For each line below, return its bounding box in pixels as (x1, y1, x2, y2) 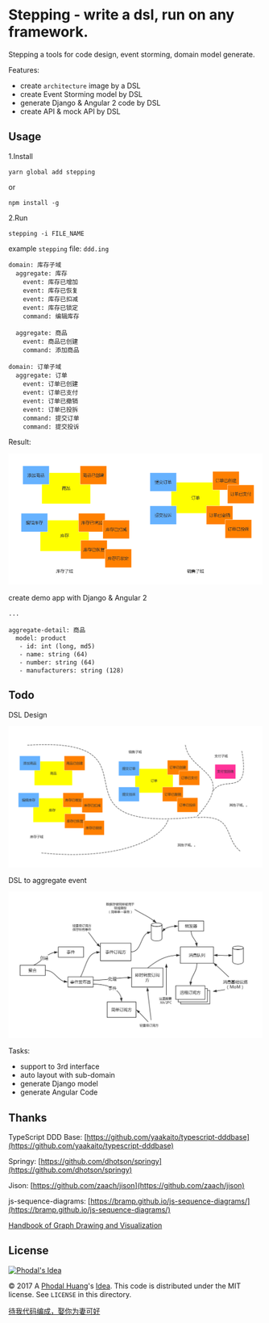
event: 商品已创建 (23, 337, 79, 345)
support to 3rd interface (19, 1061, 100, 1071)
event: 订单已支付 (23, 388, 79, 396)
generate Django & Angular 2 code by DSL (19, 98, 161, 107)
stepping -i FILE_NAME (8, 229, 85, 237)
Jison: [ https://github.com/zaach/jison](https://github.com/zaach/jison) (8, 1181, 245, 1190)
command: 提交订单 (23, 414, 80, 422)
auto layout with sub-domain (19, 1070, 115, 1080)
